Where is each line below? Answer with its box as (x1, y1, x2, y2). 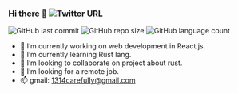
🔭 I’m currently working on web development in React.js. (19, 41, 206, 51)
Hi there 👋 (8, 8, 48, 19)
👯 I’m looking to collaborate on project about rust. (19, 58, 183, 68)
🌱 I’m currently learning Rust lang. (19, 50, 132, 60)
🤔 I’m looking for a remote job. (19, 67, 120, 76)
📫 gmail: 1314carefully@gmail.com (19, 76, 136, 85)
